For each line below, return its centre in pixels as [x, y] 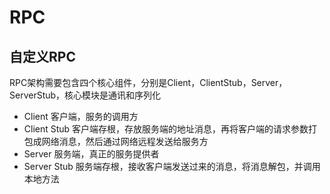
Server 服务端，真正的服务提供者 [91, 154]
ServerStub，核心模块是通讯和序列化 [85, 95]
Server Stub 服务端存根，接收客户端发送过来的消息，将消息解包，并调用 [172, 166]
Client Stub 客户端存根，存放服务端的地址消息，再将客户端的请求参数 [166, 129]
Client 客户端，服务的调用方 [81, 116]
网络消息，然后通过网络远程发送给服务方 [125, 141]
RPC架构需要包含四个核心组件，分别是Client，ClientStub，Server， [148, 82]
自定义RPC [42, 56]
